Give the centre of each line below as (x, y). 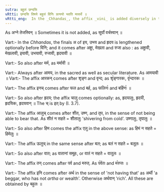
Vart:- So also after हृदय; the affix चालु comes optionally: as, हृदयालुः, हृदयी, (75, 98)
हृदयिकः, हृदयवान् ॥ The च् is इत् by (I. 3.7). (42, 104)
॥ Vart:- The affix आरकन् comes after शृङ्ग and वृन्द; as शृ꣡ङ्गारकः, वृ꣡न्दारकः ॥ (74, 78)
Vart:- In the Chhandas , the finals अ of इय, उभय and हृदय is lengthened (74, 43)
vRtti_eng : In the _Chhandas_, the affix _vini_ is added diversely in (81, 19)
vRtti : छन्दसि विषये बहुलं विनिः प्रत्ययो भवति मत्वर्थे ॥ (46, 14)
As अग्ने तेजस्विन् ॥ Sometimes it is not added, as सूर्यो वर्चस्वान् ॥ (64, 33)
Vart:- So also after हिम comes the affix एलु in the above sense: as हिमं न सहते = (81, 128)
